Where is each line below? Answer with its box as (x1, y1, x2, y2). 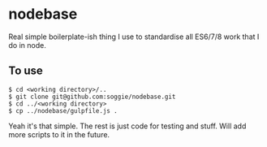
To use (8, 64, 43, 78)
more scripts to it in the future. (8, 129, 110, 139)
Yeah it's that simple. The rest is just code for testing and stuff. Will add (8, 121, 247, 131)
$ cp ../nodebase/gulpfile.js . (8, 106, 118, 115)
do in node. (8, 40, 46, 50)
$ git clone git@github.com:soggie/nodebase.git (8, 93, 176, 101)
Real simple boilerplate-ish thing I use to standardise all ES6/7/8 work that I (8, 32, 260, 41)
